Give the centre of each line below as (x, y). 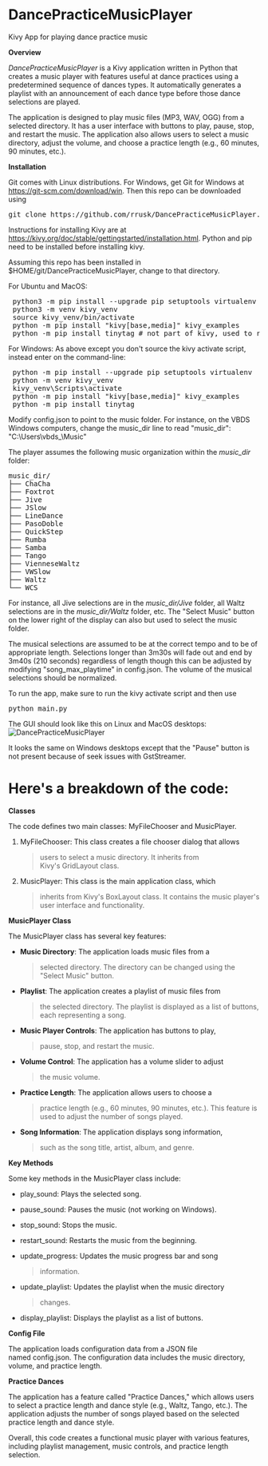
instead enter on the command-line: (67, 357)
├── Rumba (27, 540)
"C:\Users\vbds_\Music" (47, 436)
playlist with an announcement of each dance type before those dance (124, 93)
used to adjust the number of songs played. (111, 1116)
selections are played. (45, 102)
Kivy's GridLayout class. (79, 866)
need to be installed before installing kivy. (77, 246)
